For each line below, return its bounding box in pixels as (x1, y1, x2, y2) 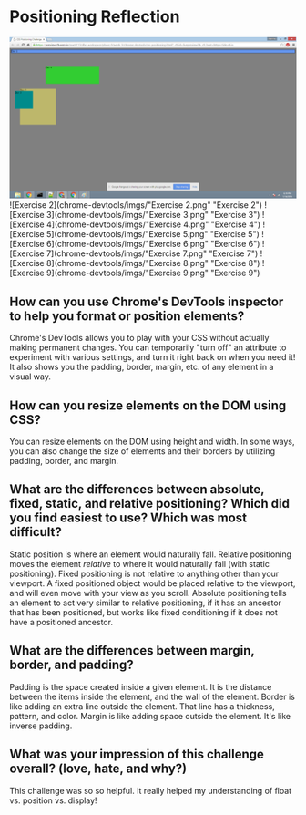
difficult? (9, 524, 62, 540)
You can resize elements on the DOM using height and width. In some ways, (9, 436, 295, 448)
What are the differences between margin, (9, 643, 255, 658)
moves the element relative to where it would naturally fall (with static (9, 558, 270, 569)
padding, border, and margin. (9, 456, 119, 467)
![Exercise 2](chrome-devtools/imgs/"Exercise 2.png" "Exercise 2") (9, 200, 262, 211)
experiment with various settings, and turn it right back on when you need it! (9, 352, 296, 363)
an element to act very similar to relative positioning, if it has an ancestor (9, 597, 282, 608)
